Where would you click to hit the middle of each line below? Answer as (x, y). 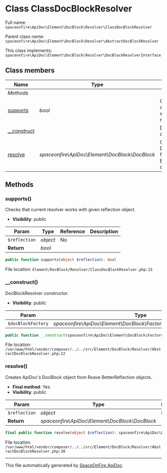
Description (104, 232)
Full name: (16, 22)
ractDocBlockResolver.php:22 (35, 354)
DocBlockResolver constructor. (37, 293)
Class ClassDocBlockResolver (69, 9)
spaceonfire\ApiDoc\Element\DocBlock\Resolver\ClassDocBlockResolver (79, 27)
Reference (73, 232)
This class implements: (29, 50)
